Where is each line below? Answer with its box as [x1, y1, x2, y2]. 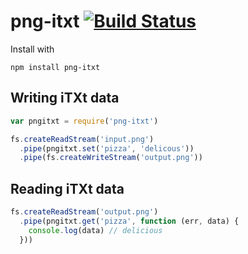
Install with [10, 43, 55, 55]
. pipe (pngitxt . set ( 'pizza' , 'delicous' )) [19, 143, 195, 154]
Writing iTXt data [10, 90, 120, 107]
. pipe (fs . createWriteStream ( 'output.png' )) [19, 153, 203, 163]
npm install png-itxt [10, 62, 101, 72]
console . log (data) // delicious [28, 225, 163, 235]
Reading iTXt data [10, 180, 125, 197]
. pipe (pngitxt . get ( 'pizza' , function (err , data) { [19, 216, 240, 226]
